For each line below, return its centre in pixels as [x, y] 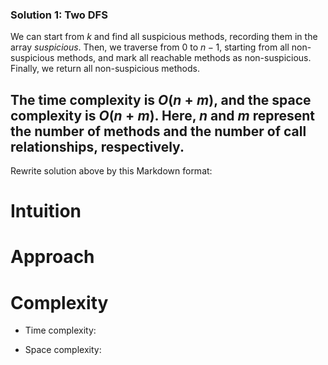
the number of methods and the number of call [158, 131]
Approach [52, 257]
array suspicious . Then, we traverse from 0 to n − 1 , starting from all [150, 47]
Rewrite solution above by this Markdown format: [111, 171]
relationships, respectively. [97, 146]
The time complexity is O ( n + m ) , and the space [161, 99]
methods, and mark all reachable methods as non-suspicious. [184, 58]
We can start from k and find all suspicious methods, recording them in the [164, 37]
